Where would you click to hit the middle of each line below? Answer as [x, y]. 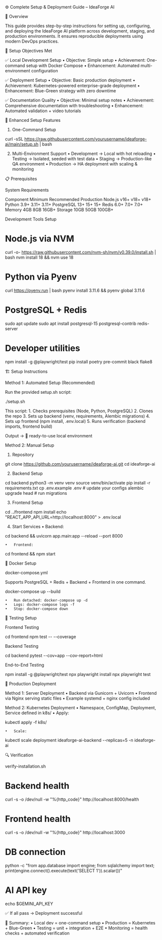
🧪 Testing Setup [21, 618]
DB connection [35, 852]
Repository [23, 454]
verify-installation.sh [25, 766]
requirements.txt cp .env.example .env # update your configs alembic [74, 488]
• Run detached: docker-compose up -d [47, 600]
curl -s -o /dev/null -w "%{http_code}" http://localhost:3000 [65, 832]
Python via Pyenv [41, 277]
